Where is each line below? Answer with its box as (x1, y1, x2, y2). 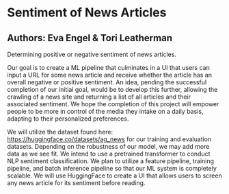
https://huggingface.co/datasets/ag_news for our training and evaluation (7, 135, 212, 143)
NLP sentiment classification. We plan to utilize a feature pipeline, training (7, 157, 214, 165)
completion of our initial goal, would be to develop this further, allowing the (7, 86, 218, 93)
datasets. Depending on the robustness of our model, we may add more (7, 143, 210, 150)
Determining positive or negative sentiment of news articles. (7, 50, 176, 58)
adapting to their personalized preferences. (7, 114, 129, 123)
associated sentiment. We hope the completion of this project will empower (7, 100, 219, 108)
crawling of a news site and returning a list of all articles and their (7, 93, 191, 101)
